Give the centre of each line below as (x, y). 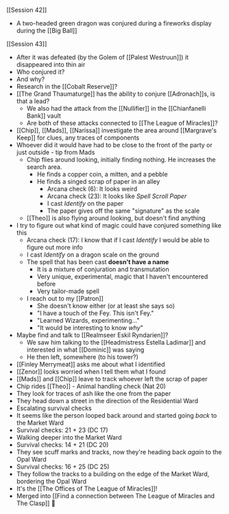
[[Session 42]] (27, 10)
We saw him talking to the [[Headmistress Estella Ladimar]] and (116, 342)
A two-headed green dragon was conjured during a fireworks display (114, 23)
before (46, 284)
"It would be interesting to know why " (90, 328)
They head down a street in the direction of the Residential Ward (107, 401)
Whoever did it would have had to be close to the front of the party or (114, 145)
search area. (44, 167)
